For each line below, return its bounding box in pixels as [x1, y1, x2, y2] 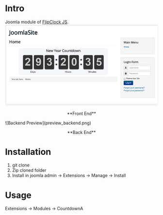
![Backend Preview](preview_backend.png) [5, 120, 91, 126]
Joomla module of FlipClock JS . [5, 19, 69, 25]
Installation [5, 146, 51, 157]
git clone [12, 162, 30, 168]
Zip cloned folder [12, 167, 47, 173]
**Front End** [67, 110, 96, 116]
